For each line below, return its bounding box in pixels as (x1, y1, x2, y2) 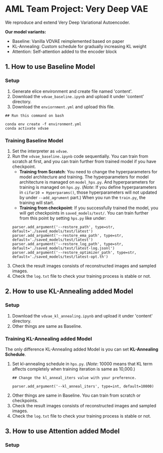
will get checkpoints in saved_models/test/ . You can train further (19, 210, 149, 216)
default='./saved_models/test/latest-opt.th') (12, 254, 109, 259)
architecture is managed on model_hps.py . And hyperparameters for (19, 179, 155, 185)
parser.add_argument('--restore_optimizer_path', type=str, (12, 250, 137, 255)
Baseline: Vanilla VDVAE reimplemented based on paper (12, 38, 125, 44)
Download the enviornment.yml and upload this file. (12, 103, 115, 110)
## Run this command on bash (5, 113, 64, 118)
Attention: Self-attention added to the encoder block (12, 49, 117, 54)
